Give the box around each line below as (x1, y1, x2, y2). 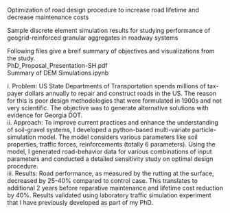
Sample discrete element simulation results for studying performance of (7, 27, 211, 34)
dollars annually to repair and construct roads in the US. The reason (25, 89, 217, 97)
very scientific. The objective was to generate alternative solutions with (7, 104, 209, 112)
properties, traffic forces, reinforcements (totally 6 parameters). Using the (7, 140, 216, 148)
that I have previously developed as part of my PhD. (7, 199, 153, 206)
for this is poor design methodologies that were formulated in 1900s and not (7, 97, 222, 105)
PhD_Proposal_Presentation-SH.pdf (7, 62, 108, 69)
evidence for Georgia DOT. (7, 111, 83, 119)
